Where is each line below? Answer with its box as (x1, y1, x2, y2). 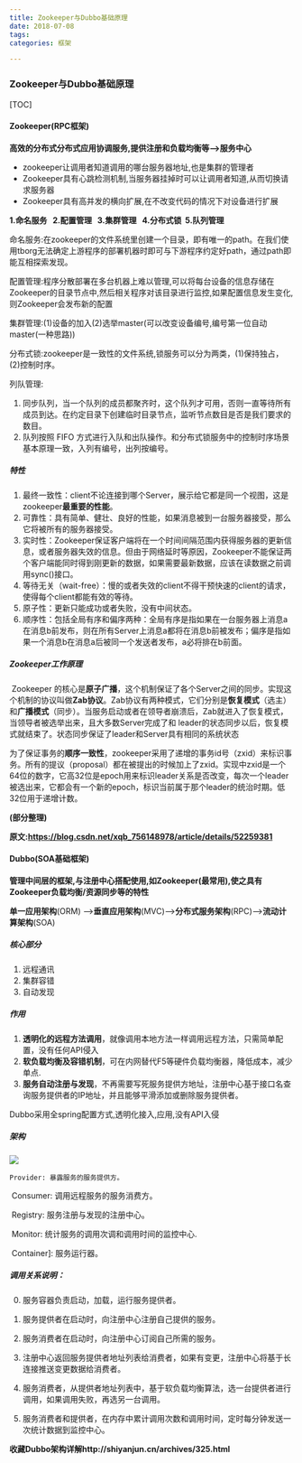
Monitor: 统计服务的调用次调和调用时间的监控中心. (11, 1228, 197, 1239)
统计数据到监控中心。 (30, 1424, 110, 1435)
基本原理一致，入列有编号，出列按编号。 (22, 443, 173, 453)
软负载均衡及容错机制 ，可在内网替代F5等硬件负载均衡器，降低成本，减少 (22, 1056, 293, 1067)
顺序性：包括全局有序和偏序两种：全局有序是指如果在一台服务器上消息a (22, 613, 288, 624)
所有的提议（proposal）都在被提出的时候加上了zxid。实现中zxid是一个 (24, 759, 287, 769)
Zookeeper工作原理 (9, 658, 83, 669)
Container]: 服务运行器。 (11, 1247, 104, 1258)
